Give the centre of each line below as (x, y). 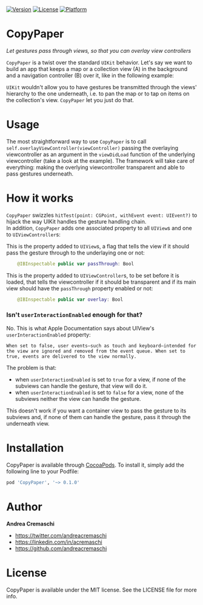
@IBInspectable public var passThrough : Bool (76, 264)
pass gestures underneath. (40, 174)
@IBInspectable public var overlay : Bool (70, 299)
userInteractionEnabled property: (48, 335)
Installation (35, 448)
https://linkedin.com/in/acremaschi (58, 542)
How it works (40, 198)
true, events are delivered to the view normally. (72, 356)
